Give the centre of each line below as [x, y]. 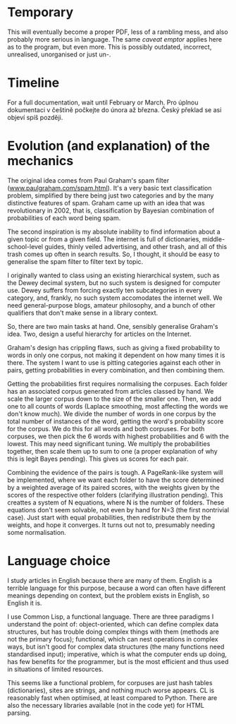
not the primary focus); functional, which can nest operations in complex [113, 639]
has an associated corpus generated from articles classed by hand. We [111, 391]
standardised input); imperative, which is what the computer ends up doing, [117, 654]
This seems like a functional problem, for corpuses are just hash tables [110, 682]
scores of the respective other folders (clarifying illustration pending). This [115, 495]
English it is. [25, 603]
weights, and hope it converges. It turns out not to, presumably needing [111, 525]
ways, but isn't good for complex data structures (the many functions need [116, 646]
